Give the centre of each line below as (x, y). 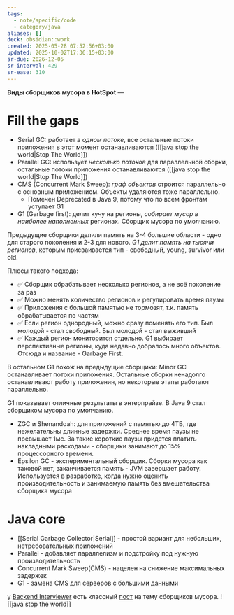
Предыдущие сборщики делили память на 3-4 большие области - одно (114, 235)
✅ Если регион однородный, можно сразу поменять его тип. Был (115, 323)
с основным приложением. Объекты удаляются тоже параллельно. (118, 192)
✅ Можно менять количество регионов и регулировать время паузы (120, 300)
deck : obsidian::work (39, 40)
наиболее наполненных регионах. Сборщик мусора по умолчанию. (119, 222)
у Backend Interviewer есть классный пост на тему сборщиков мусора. (113, 597)
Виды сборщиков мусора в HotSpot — (66, 92)
